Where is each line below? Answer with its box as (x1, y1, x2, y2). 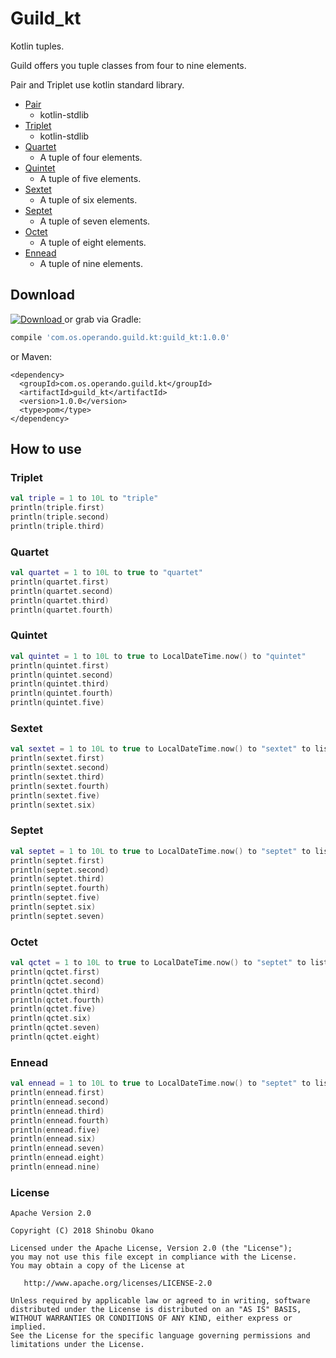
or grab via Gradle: (64, 313, 142, 325)
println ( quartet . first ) (10, 577, 110, 587)
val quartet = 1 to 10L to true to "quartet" (10, 568, 203, 578)
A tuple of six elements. (39, 193, 138, 206)
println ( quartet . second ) (10, 586, 114, 596)
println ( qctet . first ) (10, 967, 101, 977)
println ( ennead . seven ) (10, 1143, 105, 1154)
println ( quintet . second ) (10, 670, 114, 680)
